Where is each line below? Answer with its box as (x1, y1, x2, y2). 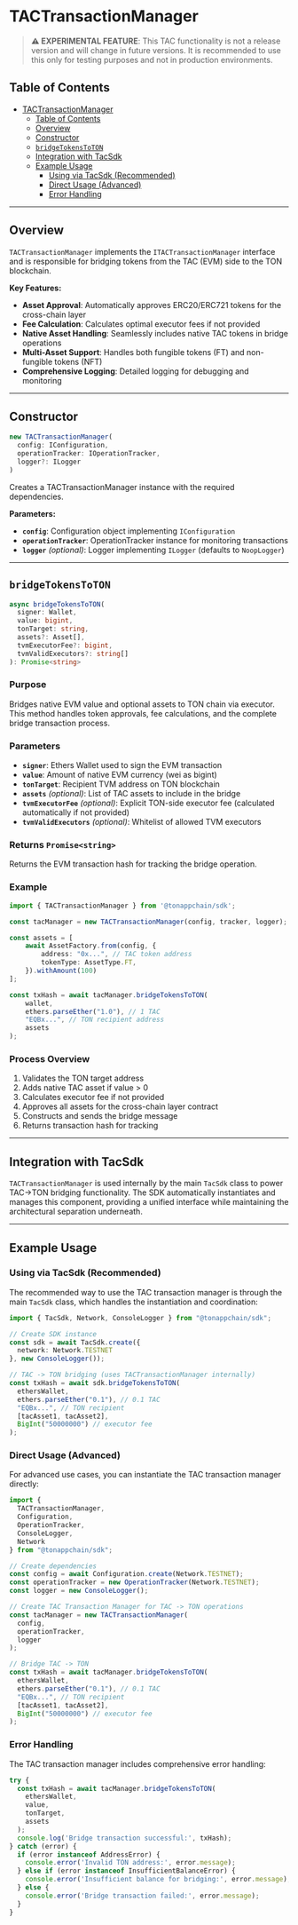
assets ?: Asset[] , (17, 633, 86, 642)
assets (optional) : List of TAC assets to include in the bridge (21, 788, 241, 799)
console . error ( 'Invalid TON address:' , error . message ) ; (25, 1858, 237, 1867)
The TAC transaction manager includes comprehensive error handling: (9, 1758, 266, 1769)
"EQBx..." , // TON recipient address (25, 1015, 165, 1025)
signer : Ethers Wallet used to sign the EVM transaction (21, 760, 223, 771)
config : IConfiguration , (17, 441, 109, 450)
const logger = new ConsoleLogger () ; (9, 1587, 149, 1596)
